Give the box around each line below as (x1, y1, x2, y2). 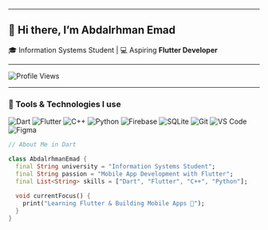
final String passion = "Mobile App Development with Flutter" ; (15, 169, 234, 178)
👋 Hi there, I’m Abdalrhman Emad (8, 23, 176, 37)
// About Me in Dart (8, 141, 77, 149)
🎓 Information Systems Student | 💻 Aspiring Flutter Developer (8, 45, 218, 54)
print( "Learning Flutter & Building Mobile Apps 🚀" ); (22, 200, 205, 208)
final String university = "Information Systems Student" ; (15, 162, 216, 170)
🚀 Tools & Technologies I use (8, 98, 121, 109)
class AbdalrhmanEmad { (8, 155, 88, 163)
